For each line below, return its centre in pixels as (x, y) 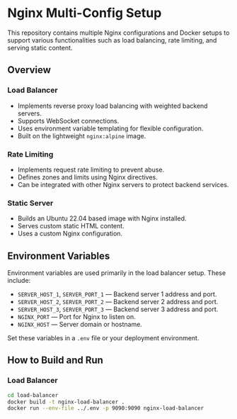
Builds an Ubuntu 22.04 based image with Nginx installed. (102, 218)
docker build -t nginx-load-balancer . (66, 402)
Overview (29, 70)
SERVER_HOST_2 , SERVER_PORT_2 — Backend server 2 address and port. (118, 302)
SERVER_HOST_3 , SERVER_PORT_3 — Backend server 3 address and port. (118, 309)
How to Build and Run (56, 361)
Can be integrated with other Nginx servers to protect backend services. (123, 184)
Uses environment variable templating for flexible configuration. (110, 128)
